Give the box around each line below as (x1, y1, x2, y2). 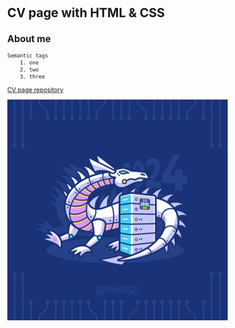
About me (7, 33, 51, 45)
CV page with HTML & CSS (7, 5, 166, 21)
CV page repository (7, 86, 64, 94)
